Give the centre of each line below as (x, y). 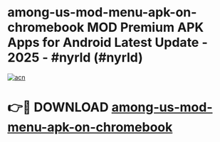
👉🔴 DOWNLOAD (58, 108)
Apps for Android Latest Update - (108, 43)
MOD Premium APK (145, 27)
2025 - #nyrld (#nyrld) (75, 58)
